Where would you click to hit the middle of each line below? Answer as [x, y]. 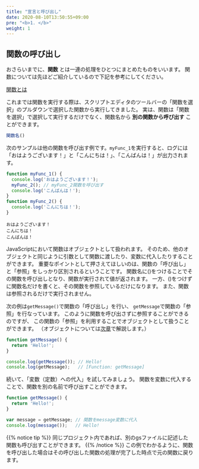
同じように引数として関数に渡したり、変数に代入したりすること [115, 256]
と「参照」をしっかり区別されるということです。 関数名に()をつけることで [97, 271]
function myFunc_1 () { [34, 174]
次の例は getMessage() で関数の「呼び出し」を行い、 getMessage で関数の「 [96, 306]
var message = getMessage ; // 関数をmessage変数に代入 [72, 420]
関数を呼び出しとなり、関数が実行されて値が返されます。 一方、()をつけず [102, 279]
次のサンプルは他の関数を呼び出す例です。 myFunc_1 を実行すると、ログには [97, 148]
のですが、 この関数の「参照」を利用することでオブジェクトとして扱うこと [98, 321]
